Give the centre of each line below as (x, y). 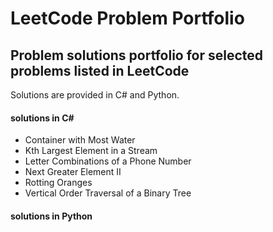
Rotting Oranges (58, 183)
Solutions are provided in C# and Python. (95, 95)
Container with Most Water (80, 140)
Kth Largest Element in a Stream (91, 151)
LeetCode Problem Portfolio (127, 18)
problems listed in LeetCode (100, 70)
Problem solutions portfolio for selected (137, 55)
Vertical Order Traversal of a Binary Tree (108, 193)
